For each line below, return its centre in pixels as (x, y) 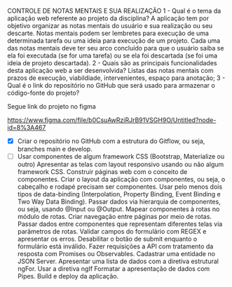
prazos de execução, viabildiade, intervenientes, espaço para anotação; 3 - (116, 78)
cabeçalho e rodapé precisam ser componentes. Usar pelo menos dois (120, 187)
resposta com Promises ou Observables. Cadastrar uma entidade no (116, 254)
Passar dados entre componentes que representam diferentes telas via (120, 224)
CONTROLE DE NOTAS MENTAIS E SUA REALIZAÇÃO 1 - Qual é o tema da (114, 11)
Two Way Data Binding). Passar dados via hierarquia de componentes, (119, 202)
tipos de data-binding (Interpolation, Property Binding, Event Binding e (119, 194)
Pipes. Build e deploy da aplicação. (68, 276)
